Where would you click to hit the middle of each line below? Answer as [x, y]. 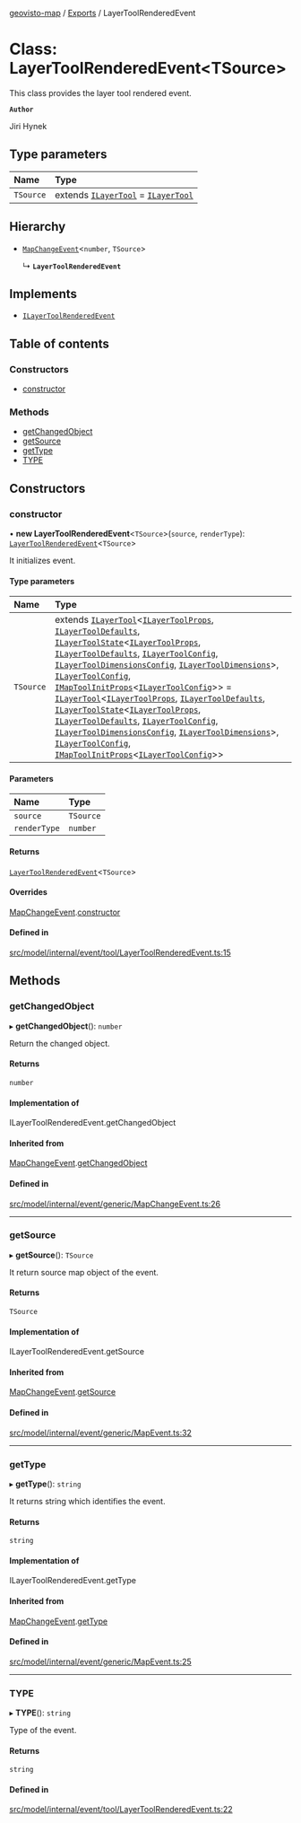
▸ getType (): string [46, 1484]
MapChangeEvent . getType [59, 1621]
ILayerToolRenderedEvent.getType [73, 1581]
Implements [43, 294]
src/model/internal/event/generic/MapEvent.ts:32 [101, 1433]
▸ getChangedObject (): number [66, 1026]
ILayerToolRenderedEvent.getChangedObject [93, 1123]
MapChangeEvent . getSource [63, 1392]
